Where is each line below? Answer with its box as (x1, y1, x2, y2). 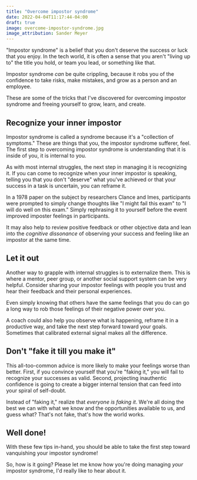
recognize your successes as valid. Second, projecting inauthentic (6, 374, 167, 381)
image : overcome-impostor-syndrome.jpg (6, 25, 104, 31)
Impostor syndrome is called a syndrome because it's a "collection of (6, 133, 174, 140)
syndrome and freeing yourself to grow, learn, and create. (6, 101, 146, 108)
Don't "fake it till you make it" (6, 346, 116, 356)
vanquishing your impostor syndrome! (6, 449, 98, 456)
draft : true (6, 19, 35, 25)
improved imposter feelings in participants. (6, 212, 110, 219)
